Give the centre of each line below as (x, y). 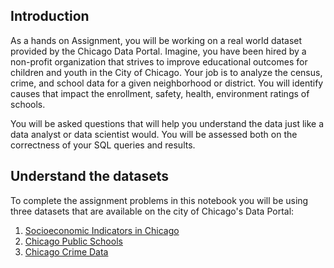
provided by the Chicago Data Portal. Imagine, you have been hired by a (158, 51)
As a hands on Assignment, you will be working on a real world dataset (156, 40)
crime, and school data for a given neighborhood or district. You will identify (167, 83)
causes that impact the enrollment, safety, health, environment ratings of (160, 93)
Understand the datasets (90, 176)
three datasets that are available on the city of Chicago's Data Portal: (152, 211)
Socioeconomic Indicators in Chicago (102, 230)
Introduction (50, 16)
